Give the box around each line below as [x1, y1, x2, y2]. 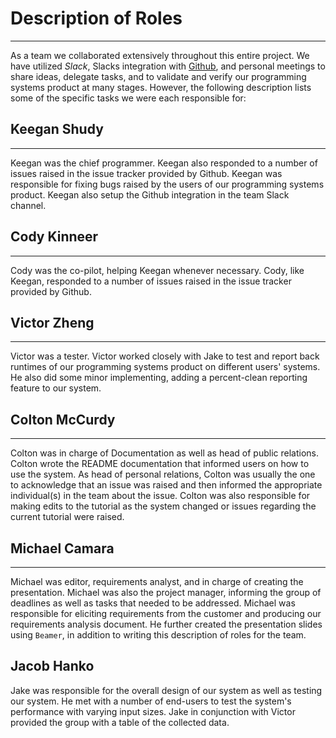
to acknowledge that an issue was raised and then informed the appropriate [10, 479, 323, 491]
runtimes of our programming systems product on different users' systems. [10, 361, 321, 373]
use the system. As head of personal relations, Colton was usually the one [10, 468, 316, 481]
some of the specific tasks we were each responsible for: [10, 92, 247, 104]
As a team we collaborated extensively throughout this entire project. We [10, 49, 310, 61]
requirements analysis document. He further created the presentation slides [10, 618, 323, 630]
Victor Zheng [10, 314, 95, 331]
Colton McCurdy [10, 411, 116, 428]
